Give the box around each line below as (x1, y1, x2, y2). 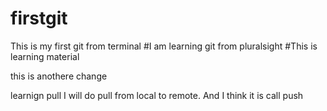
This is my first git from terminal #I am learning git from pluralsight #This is (10, 40, 318, 52)
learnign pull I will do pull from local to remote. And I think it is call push (10, 89, 304, 101)
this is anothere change (10, 70, 108, 82)
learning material (10, 50, 80, 62)
